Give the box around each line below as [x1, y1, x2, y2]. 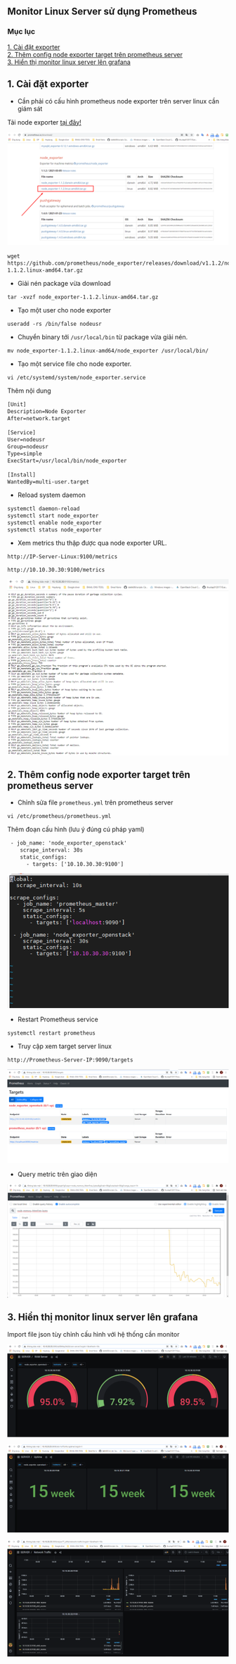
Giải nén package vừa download [17, 279, 111, 288]
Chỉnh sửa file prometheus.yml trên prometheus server [17, 798, 173, 807]
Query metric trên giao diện [17, 1170, 98, 1178]
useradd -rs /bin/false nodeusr [7, 320, 102, 328]
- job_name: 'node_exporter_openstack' [10, 840, 128, 847]
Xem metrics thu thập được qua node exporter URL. [17, 538, 167, 548]
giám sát [17, 104, 43, 113]
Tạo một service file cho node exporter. [17, 360, 132, 368]
